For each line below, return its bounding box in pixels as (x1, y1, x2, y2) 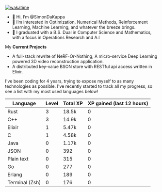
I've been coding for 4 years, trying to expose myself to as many (5, 78, 134, 84)
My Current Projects (5, 44, 47, 49)
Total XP (63, 100, 83, 107)
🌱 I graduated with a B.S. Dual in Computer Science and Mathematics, (12, 30, 152, 35)
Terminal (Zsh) (7, 179, 41, 186)
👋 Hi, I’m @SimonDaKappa (12, 14, 65, 19)
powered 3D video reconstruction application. (12, 59, 104, 64)
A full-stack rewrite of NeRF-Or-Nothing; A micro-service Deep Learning (12, 53, 158, 59)
